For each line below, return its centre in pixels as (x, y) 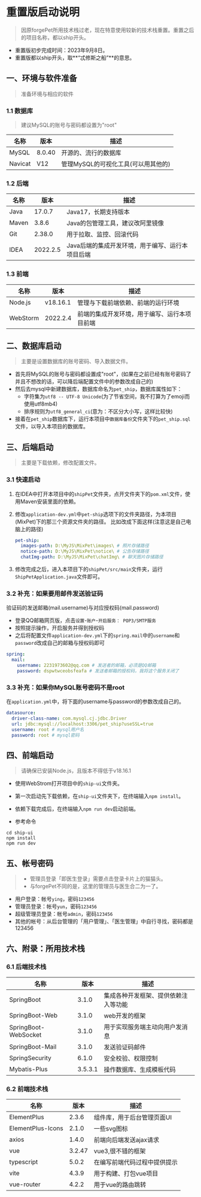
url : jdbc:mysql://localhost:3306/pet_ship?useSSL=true (83, 724)
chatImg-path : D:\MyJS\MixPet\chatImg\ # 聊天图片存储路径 (92, 557)
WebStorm (24, 318)
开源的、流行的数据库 (91, 153)
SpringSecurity (31, 1058)
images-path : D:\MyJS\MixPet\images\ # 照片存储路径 (85, 546)
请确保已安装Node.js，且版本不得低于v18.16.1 (76, 771)
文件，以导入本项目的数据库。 (51, 427)
